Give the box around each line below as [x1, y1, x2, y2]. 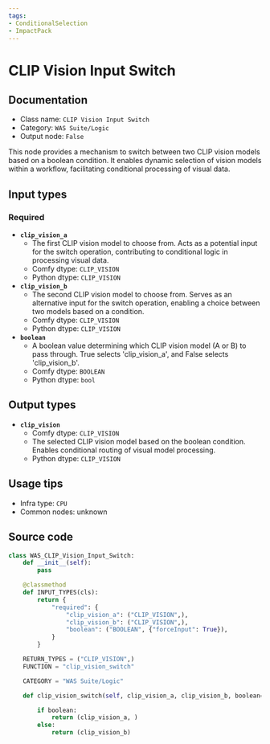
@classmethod [22, 581, 67, 589]
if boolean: [37, 706, 78, 714]
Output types [8, 399, 76, 412]
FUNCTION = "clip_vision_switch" [22, 662, 135, 671]
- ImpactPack [8, 27, 52, 35]
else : [37, 721, 56, 730]
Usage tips [8, 477, 63, 491]
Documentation [8, 93, 88, 107]
